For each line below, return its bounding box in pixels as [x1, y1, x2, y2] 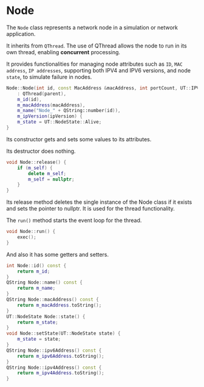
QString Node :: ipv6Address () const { [6, 347, 102, 354]
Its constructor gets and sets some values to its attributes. [6, 135, 152, 143]
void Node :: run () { [6, 229, 56, 235]
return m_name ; [17, 285, 56, 291]
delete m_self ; [28, 170, 67, 176]
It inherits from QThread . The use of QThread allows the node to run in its [6, 42, 187, 49]
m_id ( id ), [17, 96, 42, 102]
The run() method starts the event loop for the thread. [6, 217, 142, 224]
